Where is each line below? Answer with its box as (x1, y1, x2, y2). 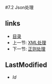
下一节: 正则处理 (12, 46, 46, 52)
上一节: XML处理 (12, 39, 46, 45)
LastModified (5, 61, 47, 69)
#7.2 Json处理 (5, 5, 34, 10)
